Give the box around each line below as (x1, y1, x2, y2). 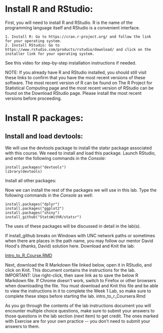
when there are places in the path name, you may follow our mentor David (5, 238, 153, 244)
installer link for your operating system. (5, 51, 95, 56)
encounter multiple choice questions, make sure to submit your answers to (5, 308, 155, 313)
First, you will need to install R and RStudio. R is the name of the (5, 20, 133, 25)
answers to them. (5, 323, 40, 329)
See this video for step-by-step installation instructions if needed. (5, 60, 137, 66)
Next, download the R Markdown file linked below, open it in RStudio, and (5, 262, 152, 267)
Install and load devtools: (5, 132, 83, 140)
